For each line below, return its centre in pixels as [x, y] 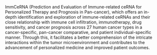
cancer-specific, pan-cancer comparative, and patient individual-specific [78, 32]
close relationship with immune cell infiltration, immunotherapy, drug [73, 22]
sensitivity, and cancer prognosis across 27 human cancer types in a [74, 27]
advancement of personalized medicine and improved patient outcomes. [78, 48]
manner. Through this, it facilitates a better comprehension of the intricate [79, 37]
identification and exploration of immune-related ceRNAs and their [84, 17]
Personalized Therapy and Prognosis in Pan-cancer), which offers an [74, 12]
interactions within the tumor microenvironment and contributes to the [75, 42]
